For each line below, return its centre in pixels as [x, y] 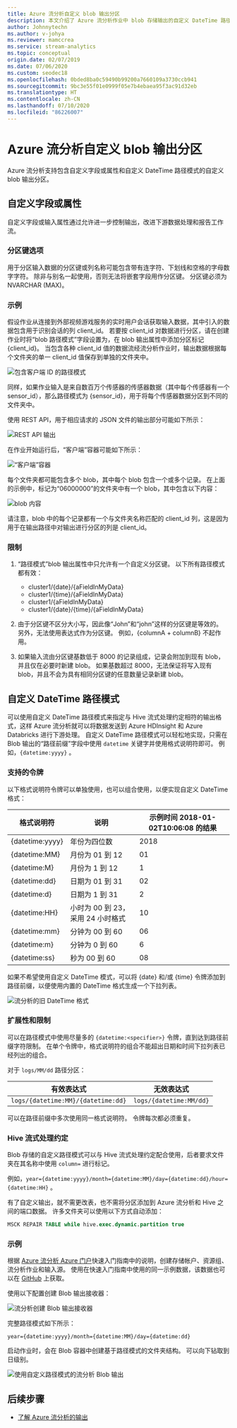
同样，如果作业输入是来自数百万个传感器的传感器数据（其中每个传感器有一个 [119, 387]
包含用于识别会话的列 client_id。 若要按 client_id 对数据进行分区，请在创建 [121, 331]
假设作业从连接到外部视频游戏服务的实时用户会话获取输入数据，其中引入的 [115, 322]
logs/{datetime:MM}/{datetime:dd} [69, 1100]
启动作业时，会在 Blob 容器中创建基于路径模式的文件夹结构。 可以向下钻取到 [119, 1351]
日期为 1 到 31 [94, 894]
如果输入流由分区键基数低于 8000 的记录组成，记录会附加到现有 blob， [121, 656]
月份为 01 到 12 [96, 855]
